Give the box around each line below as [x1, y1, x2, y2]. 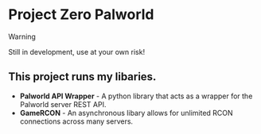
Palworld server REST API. [19, 99, 107, 109]
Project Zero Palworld [8, 6, 154, 24]
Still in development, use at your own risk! [8, 47, 146, 56]
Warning [8, 32, 36, 41]
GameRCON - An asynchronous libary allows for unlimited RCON [19, 108, 233, 117]
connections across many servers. [19, 117, 134, 126]
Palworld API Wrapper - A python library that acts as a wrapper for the [19, 91, 253, 101]
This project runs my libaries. [8, 70, 157, 84]
